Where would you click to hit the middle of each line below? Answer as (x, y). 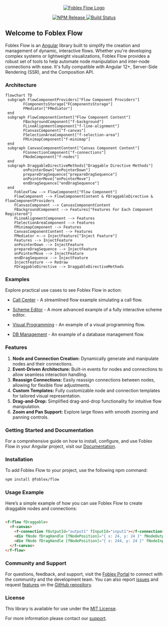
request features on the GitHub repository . (49, 584)
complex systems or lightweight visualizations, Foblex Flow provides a (77, 56)
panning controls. (30, 417)
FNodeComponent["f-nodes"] (51, 157)
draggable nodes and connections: (41, 509)
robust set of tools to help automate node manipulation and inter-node (77, 61)
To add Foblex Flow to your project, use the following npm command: (76, 470)
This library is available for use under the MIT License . (61, 609)
